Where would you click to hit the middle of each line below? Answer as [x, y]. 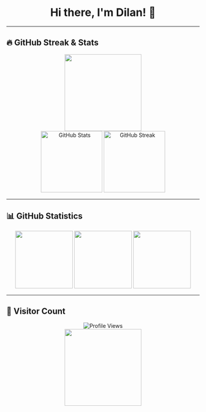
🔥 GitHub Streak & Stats [53, 43]
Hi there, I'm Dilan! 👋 [103, 13]
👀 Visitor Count [36, 311]
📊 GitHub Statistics [44, 216]
